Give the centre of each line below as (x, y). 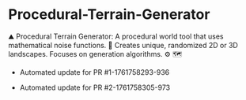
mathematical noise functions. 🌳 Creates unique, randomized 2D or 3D (123, 45)
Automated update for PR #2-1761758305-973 (95, 87)
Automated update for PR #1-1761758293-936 (95, 72)
